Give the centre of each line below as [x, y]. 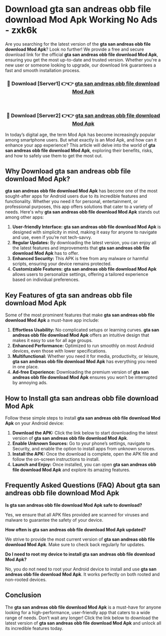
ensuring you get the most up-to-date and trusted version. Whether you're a [83, 60]
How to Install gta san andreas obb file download [82, 398]
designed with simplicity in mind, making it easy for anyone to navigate [84, 232]
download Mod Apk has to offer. [46, 253]
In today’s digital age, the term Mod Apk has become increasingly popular [80, 135]
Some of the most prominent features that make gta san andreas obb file [80, 315]
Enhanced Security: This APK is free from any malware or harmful [80, 259]
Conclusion [23, 595]
